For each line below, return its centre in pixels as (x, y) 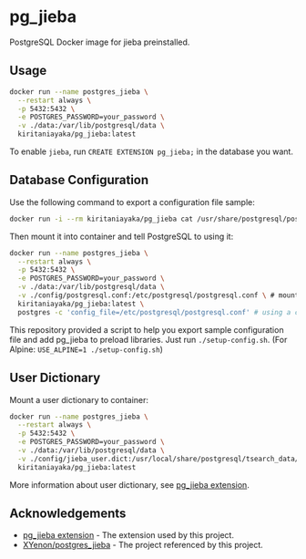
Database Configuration (79, 180)
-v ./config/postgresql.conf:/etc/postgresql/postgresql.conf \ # (146, 295)
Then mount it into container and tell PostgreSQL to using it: (122, 236)
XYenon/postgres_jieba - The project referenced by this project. (143, 545)
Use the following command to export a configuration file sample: (132, 202)
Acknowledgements (68, 514)
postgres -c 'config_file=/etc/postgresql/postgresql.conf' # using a (154, 312)
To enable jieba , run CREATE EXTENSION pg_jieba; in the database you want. (152, 151)
